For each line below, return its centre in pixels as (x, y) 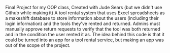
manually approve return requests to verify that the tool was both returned (83, 29)
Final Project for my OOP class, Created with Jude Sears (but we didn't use (84, 7)
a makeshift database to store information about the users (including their (82, 18)
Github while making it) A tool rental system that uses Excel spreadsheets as (85, 13)
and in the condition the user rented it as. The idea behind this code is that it (85, 34)
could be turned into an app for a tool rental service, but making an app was (84, 40)
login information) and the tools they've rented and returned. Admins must (83, 23)
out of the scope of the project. (38, 45)
